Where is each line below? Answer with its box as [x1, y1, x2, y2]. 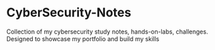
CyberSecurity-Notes [6, 5, 132, 21]
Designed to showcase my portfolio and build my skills [6, 34, 160, 42]
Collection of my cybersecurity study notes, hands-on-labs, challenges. [6, 27, 209, 36]
